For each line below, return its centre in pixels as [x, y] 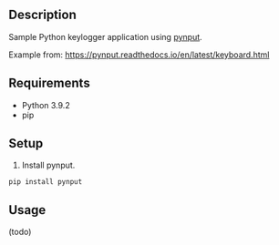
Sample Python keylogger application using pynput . [105, 36]
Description [42, 15]
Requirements [49, 83]
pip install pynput [46, 182]
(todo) [20, 232]
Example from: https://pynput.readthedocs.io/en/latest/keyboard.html [139, 55]
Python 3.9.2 [46, 105]
